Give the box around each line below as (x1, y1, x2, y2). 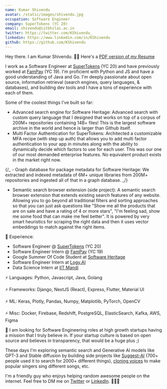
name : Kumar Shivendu (5, 7, 50, 12)
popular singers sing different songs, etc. (5, 363, 90, 369)
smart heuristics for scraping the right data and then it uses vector (12, 218, 149, 225)
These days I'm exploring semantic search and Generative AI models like (5, 347, 155, 353)
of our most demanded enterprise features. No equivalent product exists (12, 151, 162, 157)
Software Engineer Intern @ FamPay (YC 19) (12, 248, 103, 255)
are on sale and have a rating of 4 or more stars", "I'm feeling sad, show (12, 208, 161, 214)
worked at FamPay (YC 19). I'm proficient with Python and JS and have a (5, 68, 154, 74)
